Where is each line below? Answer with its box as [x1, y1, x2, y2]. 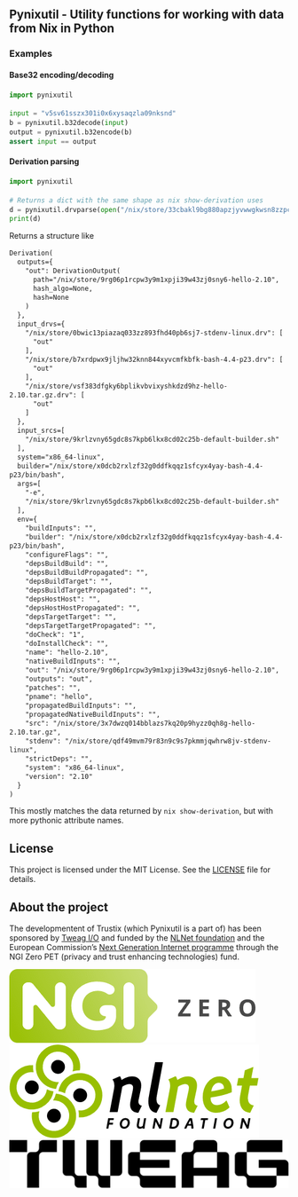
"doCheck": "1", [25, 630, 86, 640]
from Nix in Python [9, 21, 115, 36]
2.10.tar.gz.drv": [9, 390, 77, 400]
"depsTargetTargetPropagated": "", [25, 621, 157, 631]
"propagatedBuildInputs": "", [25, 701, 137, 711]
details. [9, 874, 36, 885]
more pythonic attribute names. [9, 815, 124, 826]
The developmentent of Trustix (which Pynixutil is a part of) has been [9, 923, 262, 933]
